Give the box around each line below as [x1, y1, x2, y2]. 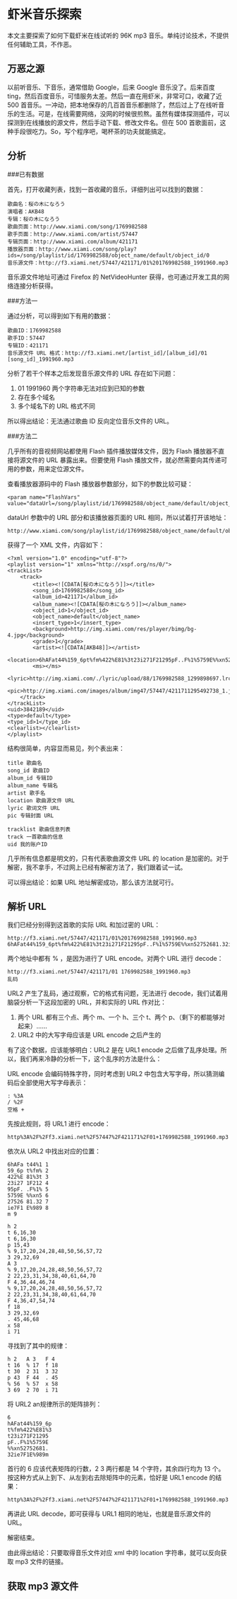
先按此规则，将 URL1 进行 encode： [7, 1119, 111, 1128]
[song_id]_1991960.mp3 [7, 355, 74, 363]
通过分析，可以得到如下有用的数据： [7, 311, 113, 320]
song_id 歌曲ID [7, 767, 50, 774]
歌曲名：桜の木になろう [7, 200, 66, 207]
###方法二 [7, 432, 38, 440]
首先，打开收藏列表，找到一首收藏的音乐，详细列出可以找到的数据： [7, 185, 205, 193]
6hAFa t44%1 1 [7, 1161, 49, 1168]
